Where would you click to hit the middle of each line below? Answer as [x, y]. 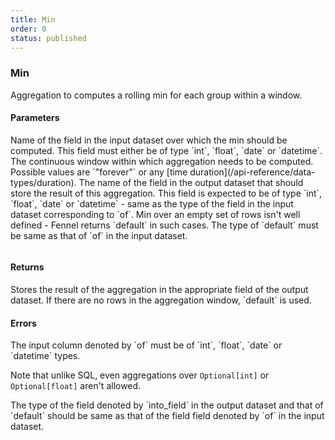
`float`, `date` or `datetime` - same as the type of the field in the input [152, 203]
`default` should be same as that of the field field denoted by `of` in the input [167, 416]
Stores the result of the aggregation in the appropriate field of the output [159, 290]
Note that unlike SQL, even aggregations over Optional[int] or [140, 375]
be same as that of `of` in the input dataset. [99, 235]
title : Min [33, 19]
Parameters [35, 118]
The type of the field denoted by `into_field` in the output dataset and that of [167, 405]
